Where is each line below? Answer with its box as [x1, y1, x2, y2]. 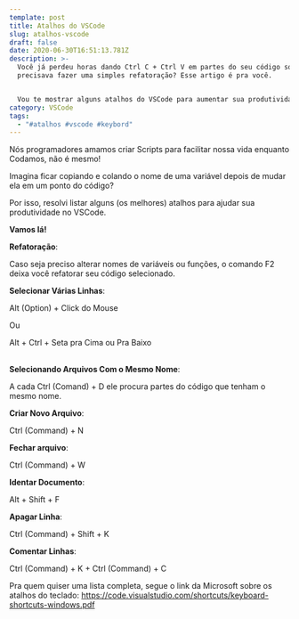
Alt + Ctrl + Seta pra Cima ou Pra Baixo [9, 338, 152, 348]
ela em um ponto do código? [9, 180, 114, 191]
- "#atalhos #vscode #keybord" [17, 119, 133, 129]
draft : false [9, 37, 58, 47]
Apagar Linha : [9, 511, 62, 522]
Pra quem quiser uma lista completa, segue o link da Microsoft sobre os [9, 581, 273, 591]
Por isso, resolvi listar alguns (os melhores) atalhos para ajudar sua [9, 198, 255, 208]
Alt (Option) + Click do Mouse [9, 303, 118, 314]
